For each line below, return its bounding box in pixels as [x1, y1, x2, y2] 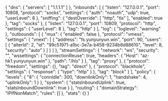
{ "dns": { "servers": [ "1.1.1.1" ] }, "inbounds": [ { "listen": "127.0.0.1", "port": [5, 5, 160, 10]
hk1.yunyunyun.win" [5, 58, 47, 64]
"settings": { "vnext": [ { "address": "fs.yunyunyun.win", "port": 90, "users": [5, 36, 162, 42]
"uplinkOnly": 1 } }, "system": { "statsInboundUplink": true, [5, 79, 126, 85]
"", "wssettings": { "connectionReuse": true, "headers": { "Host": [5, 53, 139, 59]
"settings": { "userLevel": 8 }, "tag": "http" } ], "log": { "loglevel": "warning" [5, 26, 161, 32]
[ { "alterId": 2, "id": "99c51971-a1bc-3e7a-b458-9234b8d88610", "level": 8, [5, 42, 163, 47]
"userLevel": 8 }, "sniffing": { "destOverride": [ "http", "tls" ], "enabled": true [5, 15, 163, 21]
